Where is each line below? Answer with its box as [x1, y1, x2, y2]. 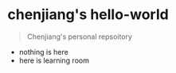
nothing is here [18, 47, 68, 56]
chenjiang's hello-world [7, 6, 169, 24]
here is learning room [18, 56, 89, 65]
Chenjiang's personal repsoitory [26, 32, 133, 41]
